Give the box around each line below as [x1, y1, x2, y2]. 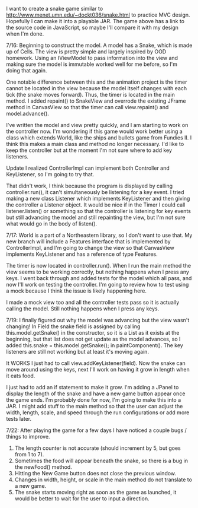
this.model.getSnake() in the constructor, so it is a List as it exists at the [6, 329, 180, 336]
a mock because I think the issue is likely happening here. [6, 287, 147, 294]
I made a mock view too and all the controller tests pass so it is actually [6, 299, 180, 306]
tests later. [6, 415, 32, 422]
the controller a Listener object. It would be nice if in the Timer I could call [6, 201, 186, 208]
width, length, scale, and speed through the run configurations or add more [6, 409, 190, 416]
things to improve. [6, 433, 50, 440]
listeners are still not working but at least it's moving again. [6, 348, 150, 355]
